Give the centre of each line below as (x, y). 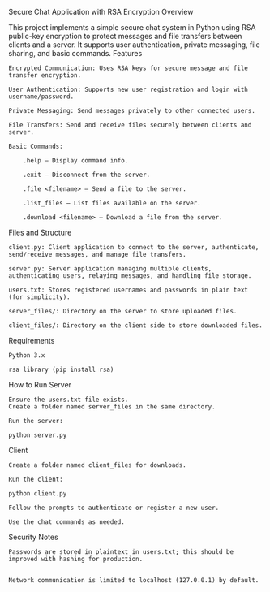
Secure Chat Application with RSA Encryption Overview (101, 12)
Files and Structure (40, 232)
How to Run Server (40, 385)
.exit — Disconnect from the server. (87, 175)
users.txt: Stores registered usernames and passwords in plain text (129, 290)
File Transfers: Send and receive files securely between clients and (130, 125)
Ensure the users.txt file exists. (69, 400)
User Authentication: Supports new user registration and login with (129, 89)
